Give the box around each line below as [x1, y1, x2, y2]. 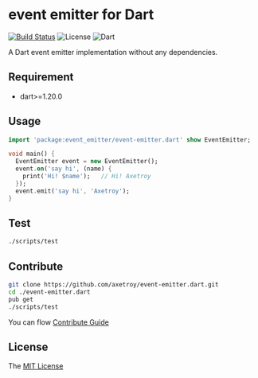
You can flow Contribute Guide [8, 317, 109, 327]
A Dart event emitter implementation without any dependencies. [8, 47, 218, 57]
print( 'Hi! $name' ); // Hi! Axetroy [22, 173, 151, 181]
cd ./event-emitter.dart [8, 288, 91, 296]
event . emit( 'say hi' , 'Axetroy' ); [15, 187, 130, 195]
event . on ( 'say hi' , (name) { [15, 165, 112, 173]
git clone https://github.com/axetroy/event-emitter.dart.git [8, 281, 219, 289]
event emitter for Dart [8, 6, 154, 24]
